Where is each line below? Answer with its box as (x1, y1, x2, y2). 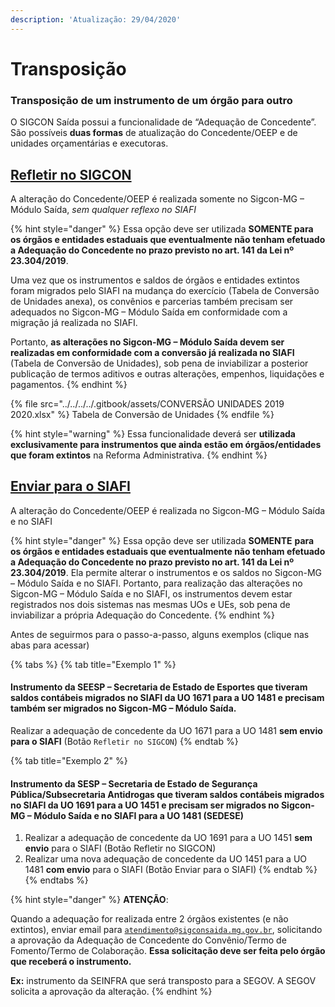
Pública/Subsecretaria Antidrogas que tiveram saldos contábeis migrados (10, 788, 325, 800)
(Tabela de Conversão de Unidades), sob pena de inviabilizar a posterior (10, 357, 309, 369)
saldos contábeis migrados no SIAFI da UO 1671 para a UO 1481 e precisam (10, 692, 325, 704)
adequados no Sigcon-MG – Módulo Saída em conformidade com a (10, 306, 288, 318)
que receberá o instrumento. (10, 956, 132, 968)
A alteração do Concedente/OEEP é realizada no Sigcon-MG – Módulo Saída (10, 504, 326, 516)
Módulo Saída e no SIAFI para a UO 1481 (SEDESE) (33, 809, 245, 821)
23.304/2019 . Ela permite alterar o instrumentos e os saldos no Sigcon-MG (10, 566, 322, 578)
